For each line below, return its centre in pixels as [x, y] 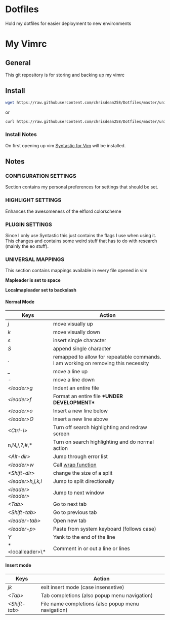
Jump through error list [80, 456]
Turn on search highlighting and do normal [103, 442]
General [18, 63]
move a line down [74, 379]
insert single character [80, 340]
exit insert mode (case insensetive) [82, 587]
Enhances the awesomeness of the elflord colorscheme [63, 211]
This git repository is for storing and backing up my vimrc [65, 75]
